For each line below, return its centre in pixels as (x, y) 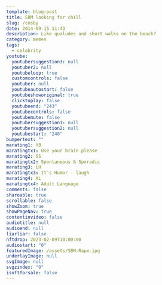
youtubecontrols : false (41, 112)
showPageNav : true (29, 212)
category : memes (26, 39)
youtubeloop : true (35, 73)
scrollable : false (29, 201)
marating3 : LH (24, 167)
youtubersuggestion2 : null (45, 128)
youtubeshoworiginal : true (45, 95)
